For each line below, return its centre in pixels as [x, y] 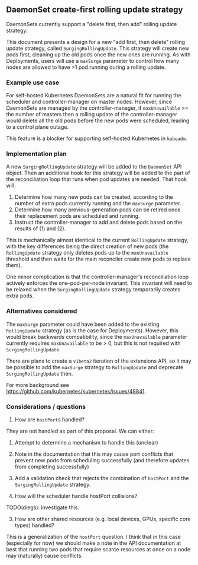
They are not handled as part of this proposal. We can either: [80, 431]
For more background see [38, 385]
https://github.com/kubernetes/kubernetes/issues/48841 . [76, 391]
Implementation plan [36, 154]
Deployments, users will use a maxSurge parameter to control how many [93, 61]
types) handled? [34, 525]
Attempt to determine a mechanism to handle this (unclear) [86, 442]
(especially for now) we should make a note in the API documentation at [94, 543]
